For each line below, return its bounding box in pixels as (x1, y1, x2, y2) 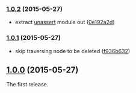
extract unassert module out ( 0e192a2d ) (14, 19, 115, 26)
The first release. (6, 81, 49, 88)
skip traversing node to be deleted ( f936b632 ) (14, 47, 131, 54)
